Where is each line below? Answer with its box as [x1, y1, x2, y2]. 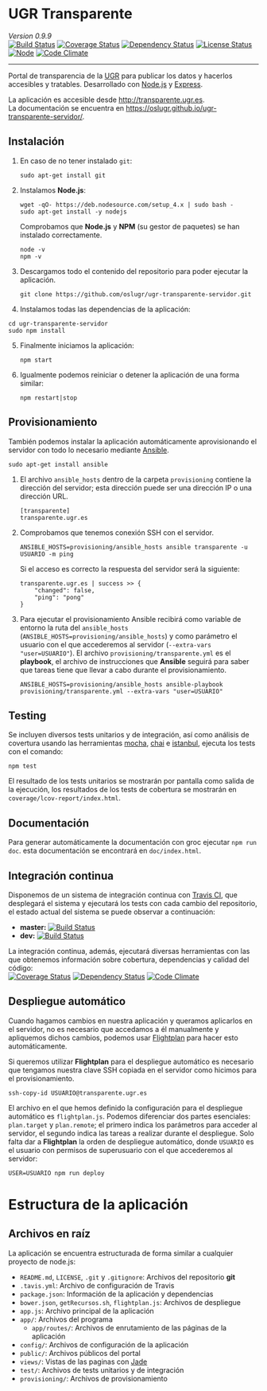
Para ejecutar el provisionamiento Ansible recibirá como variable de [19, 614, 242, 623]
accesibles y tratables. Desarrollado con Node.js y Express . [8, 79, 203, 88]
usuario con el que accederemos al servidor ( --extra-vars [19, 639, 212, 649]
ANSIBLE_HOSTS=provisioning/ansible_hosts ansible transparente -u [19, 543, 248, 551]
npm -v [19, 252, 42, 260]
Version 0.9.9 [8, 31, 52, 41]
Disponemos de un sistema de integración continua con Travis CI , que [8, 890, 238, 900]
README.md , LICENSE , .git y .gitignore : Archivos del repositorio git [19, 1272, 236, 1282]
